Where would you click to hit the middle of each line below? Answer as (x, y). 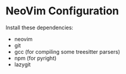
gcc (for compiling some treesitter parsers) (67, 51)
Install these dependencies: (39, 27)
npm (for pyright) (35, 58)
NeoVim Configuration (62, 11)
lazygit (22, 64)
